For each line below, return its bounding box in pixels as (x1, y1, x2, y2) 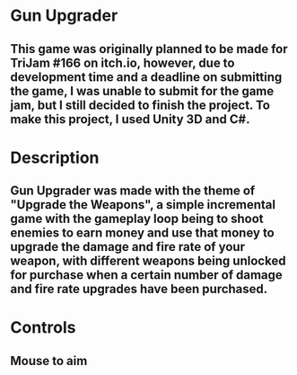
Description (10, 147, 100, 167)
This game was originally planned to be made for (10, 41, 288, 57)
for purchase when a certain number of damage (10, 267, 284, 283)
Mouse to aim (10, 353, 88, 369)
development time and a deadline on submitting (10, 69, 283, 85)
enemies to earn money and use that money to (10, 226, 275, 241)
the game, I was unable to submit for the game (10, 83, 275, 99)
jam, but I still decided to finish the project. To (10, 97, 270, 112)
